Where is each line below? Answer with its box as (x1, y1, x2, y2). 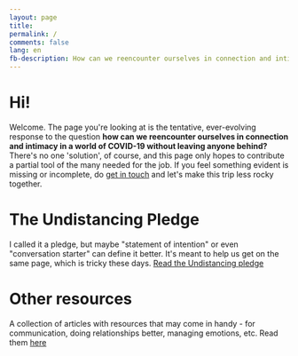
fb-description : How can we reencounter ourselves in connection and (9, 54, 272, 63)
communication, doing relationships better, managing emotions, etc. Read (9, 328, 278, 338)
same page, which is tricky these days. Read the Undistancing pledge (9, 257, 264, 268)
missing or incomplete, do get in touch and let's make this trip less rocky (9, 169, 274, 179)
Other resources (9, 289, 133, 309)
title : (9, 21, 34, 30)
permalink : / (9, 29, 58, 38)
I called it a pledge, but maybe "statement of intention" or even (9, 239, 239, 249)
